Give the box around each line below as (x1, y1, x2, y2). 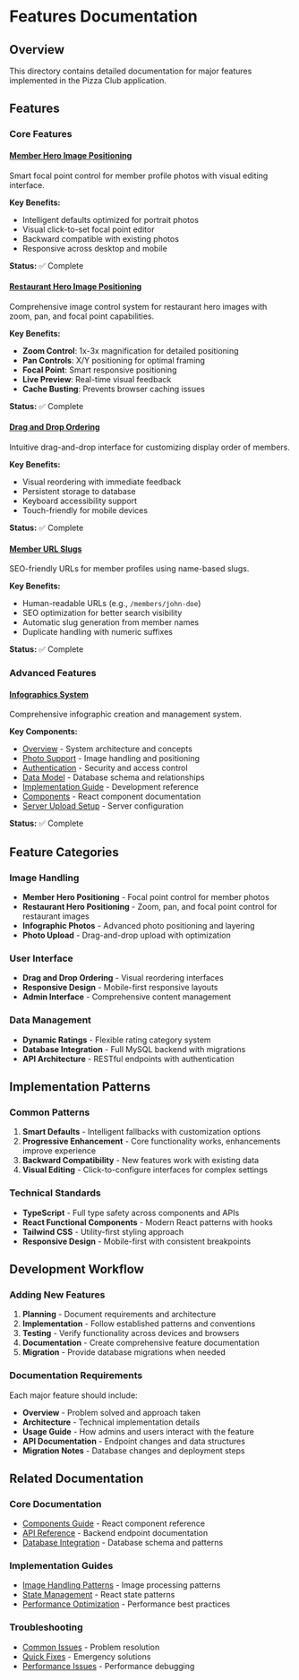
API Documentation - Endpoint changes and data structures (21, 1436, 246, 1446)
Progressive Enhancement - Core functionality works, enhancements (21, 1136, 281, 1147)
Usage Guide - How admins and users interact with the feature (21, 1426, 255, 1436)
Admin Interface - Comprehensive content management (21, 991, 231, 1002)
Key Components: (9, 726, 78, 737)
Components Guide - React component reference (21, 1518, 206, 1529)
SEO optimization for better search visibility (21, 607, 183, 619)
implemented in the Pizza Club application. (9, 75, 167, 86)
